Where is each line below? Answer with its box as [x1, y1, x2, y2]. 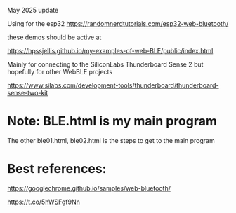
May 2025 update [7, 6, 59, 14]
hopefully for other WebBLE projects [7, 68, 113, 76]
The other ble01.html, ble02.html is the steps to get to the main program [7, 136, 216, 144]
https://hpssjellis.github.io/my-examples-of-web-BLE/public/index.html [7, 47, 214, 55]
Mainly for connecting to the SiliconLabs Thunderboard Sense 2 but [7, 60, 204, 69]
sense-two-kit [7, 89, 48, 97]
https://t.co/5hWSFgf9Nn [7, 198, 81, 206]
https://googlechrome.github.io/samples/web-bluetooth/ [7, 184, 171, 192]
